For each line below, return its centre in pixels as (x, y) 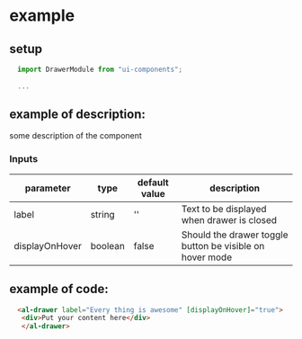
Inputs (24, 159)
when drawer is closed (229, 219)
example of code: (59, 289)
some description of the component (75, 136)
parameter (48, 188)
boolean (108, 245)
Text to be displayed (224, 209)
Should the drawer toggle (235, 235)
